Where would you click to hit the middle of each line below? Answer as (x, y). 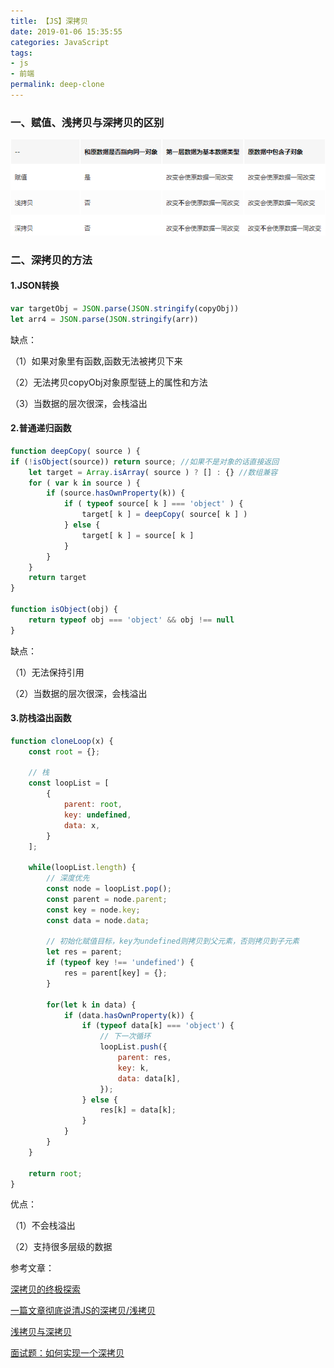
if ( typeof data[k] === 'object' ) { (158, 1026)
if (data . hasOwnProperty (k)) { (129, 1015)
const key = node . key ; (93, 910)
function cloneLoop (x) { (62, 741)
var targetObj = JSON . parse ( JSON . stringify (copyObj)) (125, 308)
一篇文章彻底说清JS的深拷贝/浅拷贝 (83, 1311)
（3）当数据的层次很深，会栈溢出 (79, 403)
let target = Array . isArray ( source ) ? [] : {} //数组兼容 (153, 472)
